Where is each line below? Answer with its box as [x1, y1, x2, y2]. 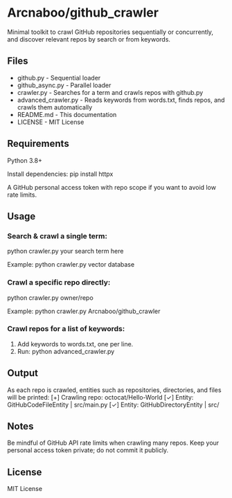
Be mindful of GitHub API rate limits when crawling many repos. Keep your [7, 438, 220, 447]
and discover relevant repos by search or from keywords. [7, 35, 171, 43]
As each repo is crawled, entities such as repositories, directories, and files [7, 386, 222, 394]
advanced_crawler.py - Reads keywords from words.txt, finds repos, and [17, 96, 225, 104]
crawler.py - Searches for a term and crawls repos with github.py [17, 88, 204, 96]
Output [7, 367, 38, 379]
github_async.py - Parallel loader [17, 81, 111, 89]
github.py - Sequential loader [17, 73, 101, 82]
